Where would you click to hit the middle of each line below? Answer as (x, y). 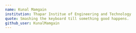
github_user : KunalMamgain (32, 23)
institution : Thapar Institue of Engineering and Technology (68, 14)
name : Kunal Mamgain (26, 9)
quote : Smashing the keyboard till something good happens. (67, 18)
